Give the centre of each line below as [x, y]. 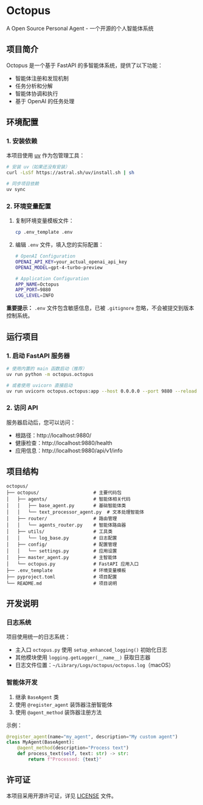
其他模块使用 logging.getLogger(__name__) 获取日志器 [83, 657]
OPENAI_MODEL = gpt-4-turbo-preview [59, 267]
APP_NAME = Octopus [37, 284]
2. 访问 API [22, 408]
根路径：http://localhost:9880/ [53, 435]
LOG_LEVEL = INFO [34, 296]
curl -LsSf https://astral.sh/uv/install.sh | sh [71, 173]
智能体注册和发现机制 [42, 78]
